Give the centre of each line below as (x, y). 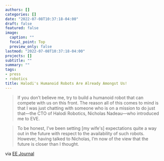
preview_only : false (31, 47)
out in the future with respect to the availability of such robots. (81, 133)
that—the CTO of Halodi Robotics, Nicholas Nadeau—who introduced (88, 113)
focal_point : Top (27, 42)
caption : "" (22, 38)
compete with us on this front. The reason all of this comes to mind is (88, 103)
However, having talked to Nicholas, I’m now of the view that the (83, 139)
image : (12, 33)
